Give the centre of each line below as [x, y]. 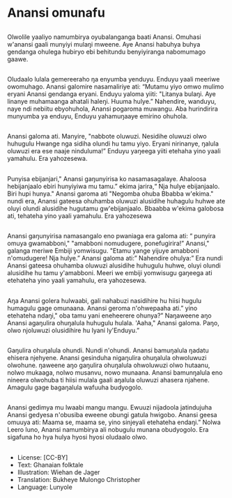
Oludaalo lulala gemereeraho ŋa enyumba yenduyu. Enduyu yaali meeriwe [114, 79]
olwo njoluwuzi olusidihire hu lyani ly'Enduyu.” [74, 330]
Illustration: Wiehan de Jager [59, 472]
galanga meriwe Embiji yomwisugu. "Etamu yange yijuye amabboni [103, 251]
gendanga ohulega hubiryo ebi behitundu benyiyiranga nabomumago [107, 52]
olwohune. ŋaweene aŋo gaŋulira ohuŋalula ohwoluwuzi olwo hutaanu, [109, 365]
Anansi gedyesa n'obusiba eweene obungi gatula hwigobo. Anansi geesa [112, 415]
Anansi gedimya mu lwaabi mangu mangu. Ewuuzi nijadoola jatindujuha [110, 407]
